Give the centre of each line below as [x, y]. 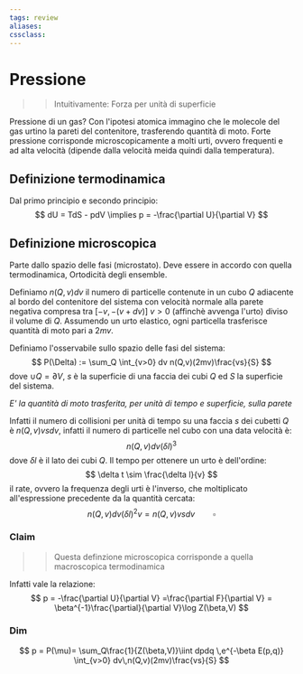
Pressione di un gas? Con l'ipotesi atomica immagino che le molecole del [145, 122]
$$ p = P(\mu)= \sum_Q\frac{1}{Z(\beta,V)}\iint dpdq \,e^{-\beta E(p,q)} [151, 651]
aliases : [26, 26]
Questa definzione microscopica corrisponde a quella [154, 557]
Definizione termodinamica [87, 178]
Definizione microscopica [83, 243]
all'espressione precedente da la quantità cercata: [102, 498]
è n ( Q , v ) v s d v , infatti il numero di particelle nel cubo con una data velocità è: [151, 430]
